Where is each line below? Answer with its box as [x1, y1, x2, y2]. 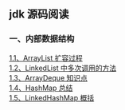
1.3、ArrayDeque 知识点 [9, 73, 88, 82]
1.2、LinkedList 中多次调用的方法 [9, 63, 117, 73]
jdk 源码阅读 [9, 7, 70, 22]
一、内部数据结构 [9, 33, 75, 45]
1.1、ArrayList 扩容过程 [9, 53, 83, 62]
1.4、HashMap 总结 [9, 83, 73, 92]
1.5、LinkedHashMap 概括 [9, 92, 95, 102]
